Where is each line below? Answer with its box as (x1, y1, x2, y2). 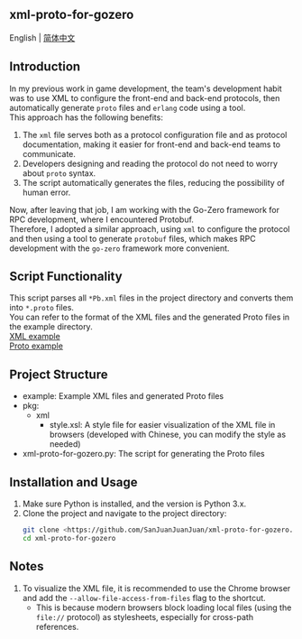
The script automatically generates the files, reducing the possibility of (22, 177, 286, 188)
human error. (22, 187, 71, 198)
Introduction (9, 59, 81, 75)
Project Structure (9, 366, 108, 382)
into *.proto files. (9, 302, 75, 313)
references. (35, 621, 79, 632)
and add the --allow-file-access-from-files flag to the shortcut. (22, 592, 266, 603)
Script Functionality (9, 269, 124, 284)
